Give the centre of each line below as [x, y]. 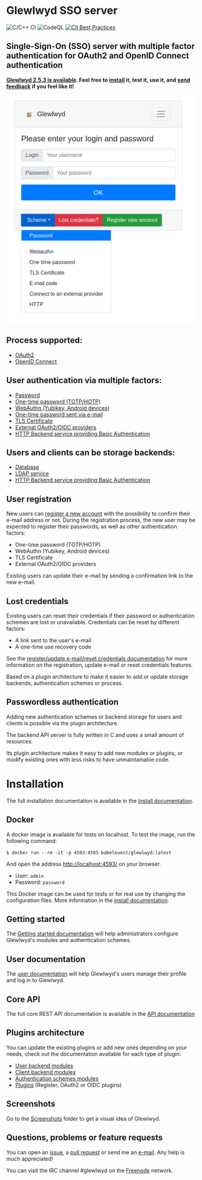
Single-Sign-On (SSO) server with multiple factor [101, 46]
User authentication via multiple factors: [84, 381]
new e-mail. [21, 582]
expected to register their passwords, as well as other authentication [92, 527]
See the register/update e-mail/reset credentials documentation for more [97, 659]
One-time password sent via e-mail [59, 414]
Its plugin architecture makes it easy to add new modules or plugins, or [95, 753]
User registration [39, 499]
